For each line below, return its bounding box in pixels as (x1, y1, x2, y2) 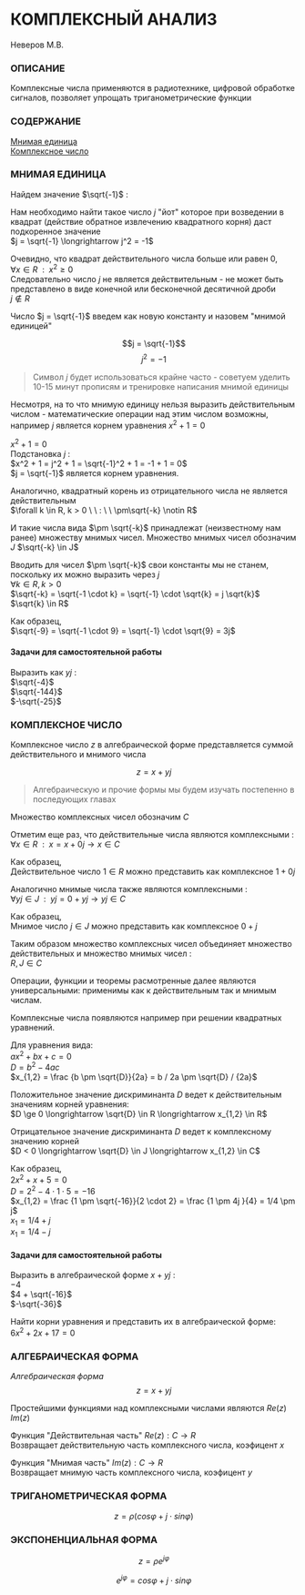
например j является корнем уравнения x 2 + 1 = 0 (10, 419, 206, 431)
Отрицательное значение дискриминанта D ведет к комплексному (10, 1126, 272, 1137)
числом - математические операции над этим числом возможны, (10, 409, 269, 420)
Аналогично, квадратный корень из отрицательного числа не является (10, 485, 288, 496)
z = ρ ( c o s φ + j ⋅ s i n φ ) (114, 1510, 194, 1521)
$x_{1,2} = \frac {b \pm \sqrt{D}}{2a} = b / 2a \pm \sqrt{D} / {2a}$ (10, 1072, 258, 1082)
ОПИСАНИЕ (10, 62, 66, 75)
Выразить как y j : (10, 666, 76, 677)
